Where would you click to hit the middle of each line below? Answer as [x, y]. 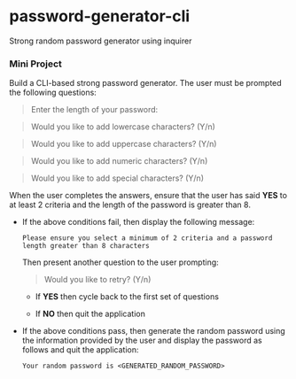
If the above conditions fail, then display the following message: [138, 222]
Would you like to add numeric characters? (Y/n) [119, 161]
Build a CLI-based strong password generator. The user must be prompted [145, 83]
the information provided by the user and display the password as [142, 340]
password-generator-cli [100, 16]
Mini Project [35, 64]
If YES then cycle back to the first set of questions [127, 297]
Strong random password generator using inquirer [101, 41]
